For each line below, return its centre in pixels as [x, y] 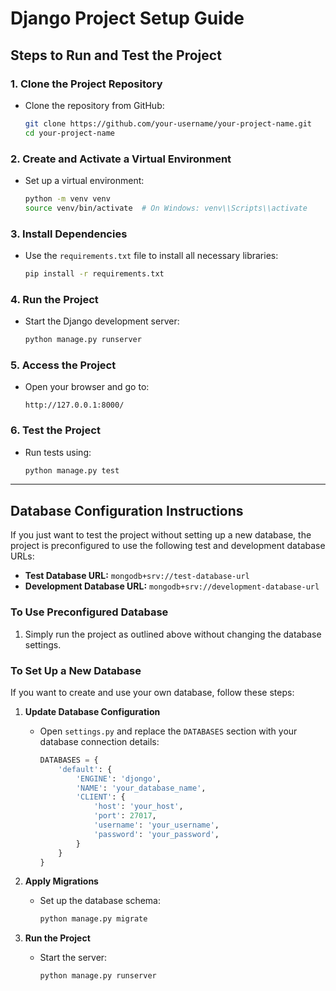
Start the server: [73, 958]
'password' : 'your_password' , [156, 834]
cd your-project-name [69, 133]
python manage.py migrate [93, 919]
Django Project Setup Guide [127, 18]
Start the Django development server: [102, 321]
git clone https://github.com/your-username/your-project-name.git [168, 123]
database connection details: [99, 741]
